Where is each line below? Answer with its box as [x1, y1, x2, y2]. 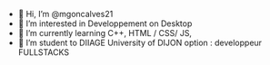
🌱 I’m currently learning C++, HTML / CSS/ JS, [17, 28, 193, 38]
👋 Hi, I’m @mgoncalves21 [17, 9, 114, 19]
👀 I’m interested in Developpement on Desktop [17, 18, 193, 29]
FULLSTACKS [17, 47, 70, 58]
